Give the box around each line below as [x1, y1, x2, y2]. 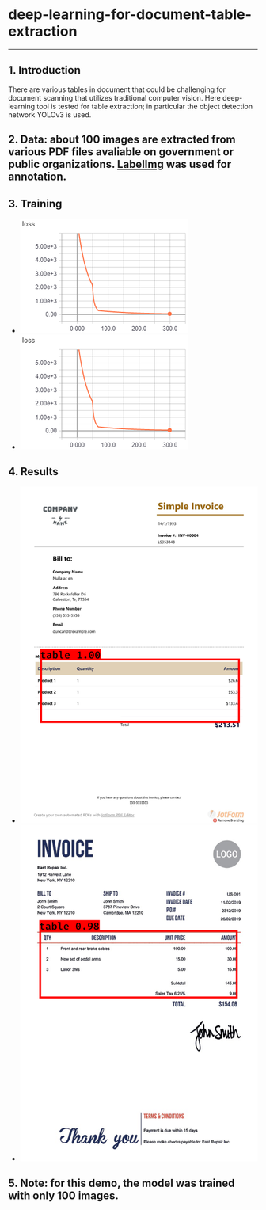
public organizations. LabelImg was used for [8, 158, 232, 171]
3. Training [8, 196, 63, 211]
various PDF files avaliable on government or [8, 145, 234, 159]
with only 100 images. [8, 1189, 119, 1203]
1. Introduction [8, 63, 81, 77]
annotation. [8, 170, 67, 184]
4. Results [8, 465, 59, 478]
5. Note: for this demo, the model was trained [8, 1177, 235, 1190]
